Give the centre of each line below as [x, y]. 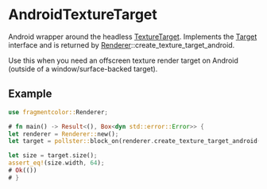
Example [30, 94]
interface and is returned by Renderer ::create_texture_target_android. [122, 44]
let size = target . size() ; [53, 156]
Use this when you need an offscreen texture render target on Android [123, 60]
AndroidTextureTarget [83, 15]
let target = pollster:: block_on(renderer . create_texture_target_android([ [136, 141]
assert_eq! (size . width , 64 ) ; [56, 163]
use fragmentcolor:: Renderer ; [58, 112]
